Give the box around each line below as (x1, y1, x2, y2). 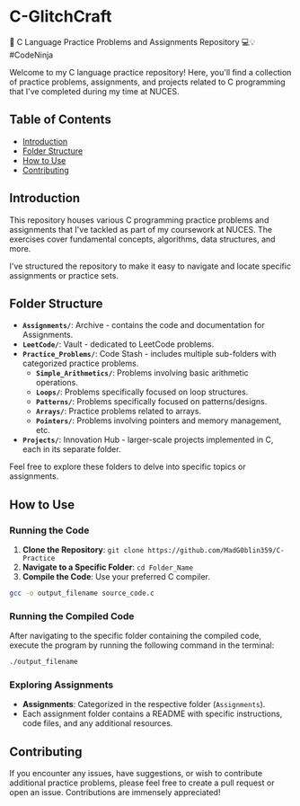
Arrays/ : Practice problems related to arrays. (35, 406, 202, 417)
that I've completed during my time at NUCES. (9, 85, 180, 96)
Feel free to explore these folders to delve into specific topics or (9, 461, 246, 473)
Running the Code (9, 524, 90, 536)
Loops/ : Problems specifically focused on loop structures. (35, 386, 249, 397)
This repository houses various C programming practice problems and (9, 214, 269, 226)
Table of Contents (9, 112, 112, 128)
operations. (35, 377, 78, 388)
